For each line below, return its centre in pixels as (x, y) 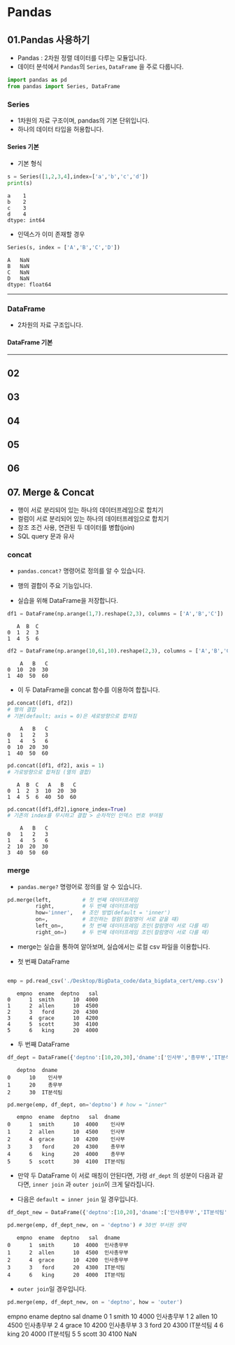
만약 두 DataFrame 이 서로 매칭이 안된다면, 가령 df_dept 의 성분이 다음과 (116, 1176)
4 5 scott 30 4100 (53, 1024)
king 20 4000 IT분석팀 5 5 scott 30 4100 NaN (72, 1334)
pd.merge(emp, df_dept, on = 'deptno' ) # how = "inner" (87, 1104)
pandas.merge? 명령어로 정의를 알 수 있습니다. (80, 886)
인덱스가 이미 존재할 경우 (51, 234)
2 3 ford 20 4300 (53, 1012)
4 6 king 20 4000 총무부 (66, 1155)
